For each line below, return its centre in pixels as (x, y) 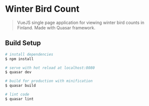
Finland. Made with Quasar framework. (56, 27)
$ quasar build (21, 86)
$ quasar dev (18, 72)
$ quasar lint (20, 99)
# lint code (17, 94)
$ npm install (20, 59)
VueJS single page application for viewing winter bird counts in (81, 22)
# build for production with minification (49, 81)
